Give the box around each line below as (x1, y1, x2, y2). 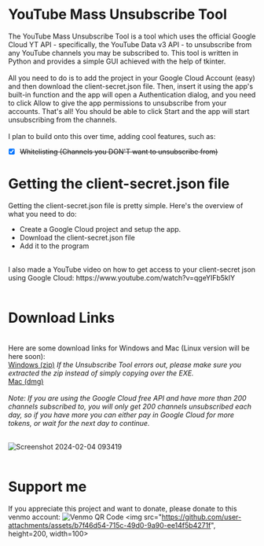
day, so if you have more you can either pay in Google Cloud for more (8, 410, 234, 420)
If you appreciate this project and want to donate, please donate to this (8, 504, 237, 513)
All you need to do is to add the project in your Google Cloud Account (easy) (8, 73, 255, 82)
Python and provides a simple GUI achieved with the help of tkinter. (8, 57, 226, 66)
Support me (8, 478, 87, 496)
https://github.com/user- (161, 512, 242, 522)
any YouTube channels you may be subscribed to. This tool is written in (8, 48, 239, 57)
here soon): (8, 351, 46, 361)
